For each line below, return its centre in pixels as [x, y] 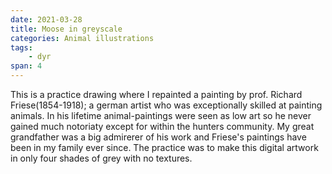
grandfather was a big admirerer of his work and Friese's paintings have [158, 137]
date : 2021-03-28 [46, 19]
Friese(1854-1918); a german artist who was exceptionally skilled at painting [166, 105]
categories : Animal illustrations [82, 38]
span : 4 [26, 66]
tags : [21, 47]
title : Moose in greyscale [66, 29]
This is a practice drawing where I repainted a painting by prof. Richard [156, 94]
